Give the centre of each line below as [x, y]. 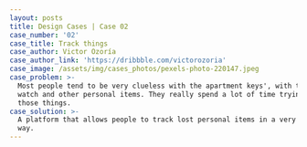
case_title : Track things [58, 43]
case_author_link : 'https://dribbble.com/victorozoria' [118, 60]
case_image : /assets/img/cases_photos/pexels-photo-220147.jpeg [134, 69]
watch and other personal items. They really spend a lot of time [147, 94]
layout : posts [37, 18]
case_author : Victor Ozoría [63, 52]
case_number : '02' [44, 35]
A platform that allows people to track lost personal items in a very [157, 120]
